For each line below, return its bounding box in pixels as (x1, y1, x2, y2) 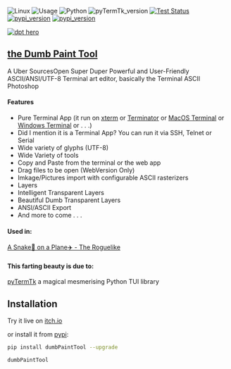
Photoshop (7, 82, 39, 90)
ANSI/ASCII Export (17, 204, 72, 212)
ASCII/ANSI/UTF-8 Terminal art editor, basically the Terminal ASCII (7, 74, 201, 82)
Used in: (7, 227, 32, 235)
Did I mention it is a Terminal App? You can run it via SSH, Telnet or (17, 129, 213, 137)
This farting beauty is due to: (7, 261, 94, 270)
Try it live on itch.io (7, 317, 63, 325)
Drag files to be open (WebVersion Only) (17, 166, 135, 175)
